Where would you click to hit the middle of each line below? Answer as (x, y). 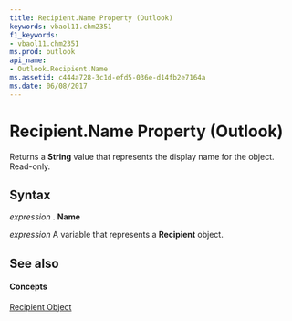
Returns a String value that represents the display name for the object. (142, 156)
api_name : (28, 60)
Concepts (28, 287)
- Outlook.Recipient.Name (58, 70)
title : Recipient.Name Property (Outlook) (91, 18)
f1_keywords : (34, 35)
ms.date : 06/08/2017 (49, 86)
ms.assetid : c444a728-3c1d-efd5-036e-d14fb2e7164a (108, 78)
